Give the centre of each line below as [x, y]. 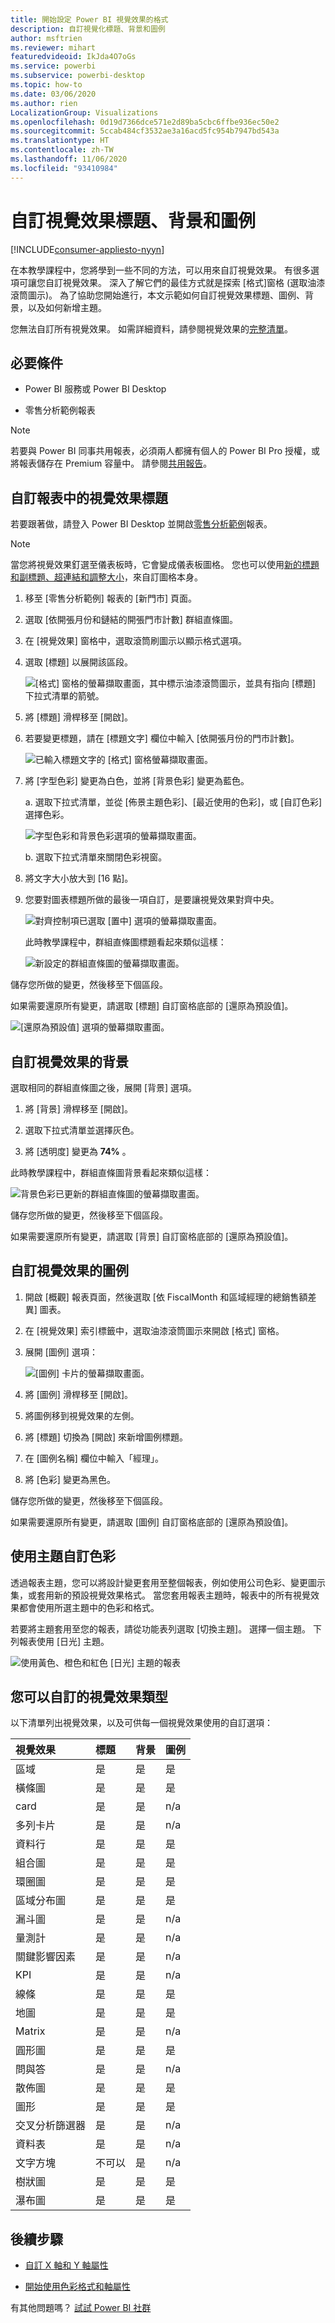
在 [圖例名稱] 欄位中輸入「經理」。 [94, 1458]
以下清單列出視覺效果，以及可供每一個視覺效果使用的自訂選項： [141, 1723]
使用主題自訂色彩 [63, 1556]
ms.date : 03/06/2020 [53, 94]
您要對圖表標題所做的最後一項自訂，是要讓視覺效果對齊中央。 [152, 900]
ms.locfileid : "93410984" [64, 168]
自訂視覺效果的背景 [69, 1061]
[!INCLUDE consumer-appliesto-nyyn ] [87, 249]
